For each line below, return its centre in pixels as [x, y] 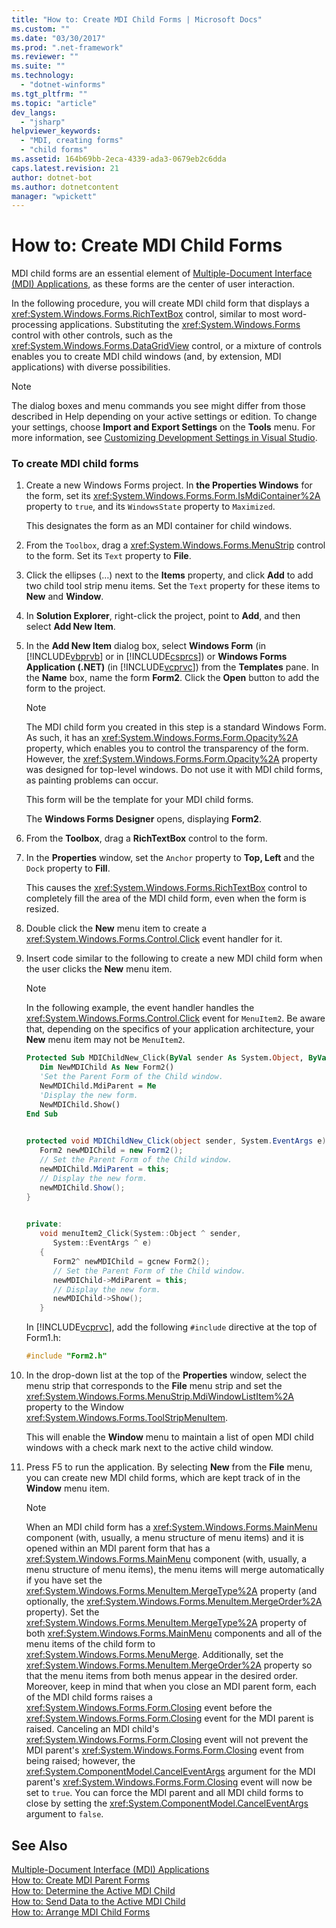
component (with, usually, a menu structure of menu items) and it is [164, 1538]
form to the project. [65, 688]
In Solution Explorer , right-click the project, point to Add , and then [163, 616]
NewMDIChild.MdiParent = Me [98, 1086]
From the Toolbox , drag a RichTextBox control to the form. [146, 838]
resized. [42, 909]
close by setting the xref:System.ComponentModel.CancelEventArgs [167, 1803]
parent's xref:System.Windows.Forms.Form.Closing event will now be [169, 1782]
